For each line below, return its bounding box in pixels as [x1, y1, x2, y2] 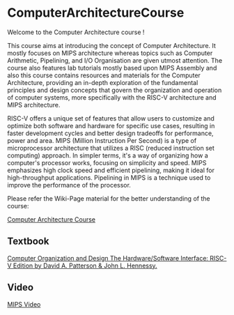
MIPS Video [7, 300, 41, 308]
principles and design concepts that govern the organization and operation [7, 86, 222, 94]
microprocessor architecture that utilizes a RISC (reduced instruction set [7, 144, 214, 152]
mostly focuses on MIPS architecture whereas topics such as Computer [7, 49, 213, 57]
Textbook [7, 236, 49, 247]
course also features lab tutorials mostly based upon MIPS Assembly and [7, 63, 217, 72]
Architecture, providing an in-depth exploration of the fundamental [7, 78, 198, 86]
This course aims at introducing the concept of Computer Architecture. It [7, 41, 216, 49]
